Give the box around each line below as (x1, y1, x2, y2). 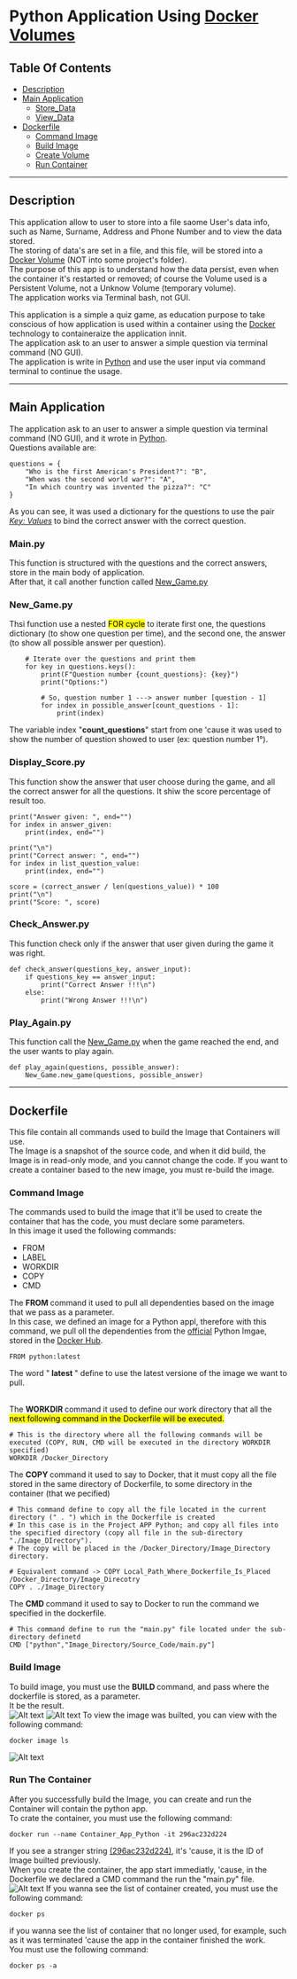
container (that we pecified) (9, 1488, 110, 1499)
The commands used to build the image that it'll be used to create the (9, 1207, 263, 1217)
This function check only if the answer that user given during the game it (9, 938, 274, 949)
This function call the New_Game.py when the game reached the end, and (9, 1036, 279, 1047)
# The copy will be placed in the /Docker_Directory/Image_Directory (9, 1545, 271, 1553)
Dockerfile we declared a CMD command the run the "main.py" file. (9, 1873, 255, 1884)
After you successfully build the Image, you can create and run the (9, 1794, 252, 1804)
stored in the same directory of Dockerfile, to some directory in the (9, 1479, 253, 1490)
